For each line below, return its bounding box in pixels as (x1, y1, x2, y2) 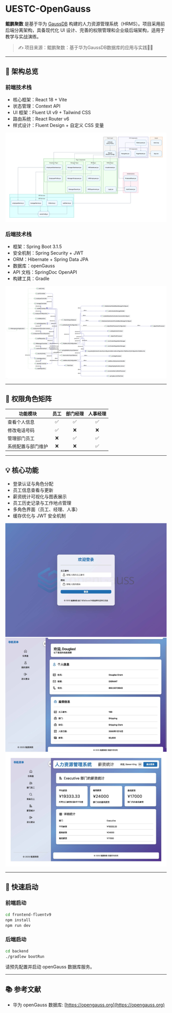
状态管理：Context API (12, 103, 60, 109)
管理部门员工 (7, 435, 35, 441)
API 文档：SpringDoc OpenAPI (12, 269, 77, 275)
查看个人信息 (7, 419, 35, 425)
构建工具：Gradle (12, 275, 50, 282)
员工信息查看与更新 (12, 487, 54, 493)
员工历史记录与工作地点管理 (12, 500, 72, 506)
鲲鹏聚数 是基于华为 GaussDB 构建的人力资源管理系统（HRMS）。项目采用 (5, 20, 161, 27)
